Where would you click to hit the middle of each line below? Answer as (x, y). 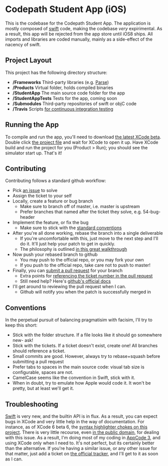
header (27, 217)
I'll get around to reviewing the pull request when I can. (69, 287)
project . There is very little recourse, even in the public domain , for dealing (82, 432)
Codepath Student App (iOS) (66, 9)
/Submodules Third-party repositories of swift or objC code (74, 104)
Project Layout (28, 61)
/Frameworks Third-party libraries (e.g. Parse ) (61, 82)
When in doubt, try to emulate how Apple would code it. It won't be (82, 383)
